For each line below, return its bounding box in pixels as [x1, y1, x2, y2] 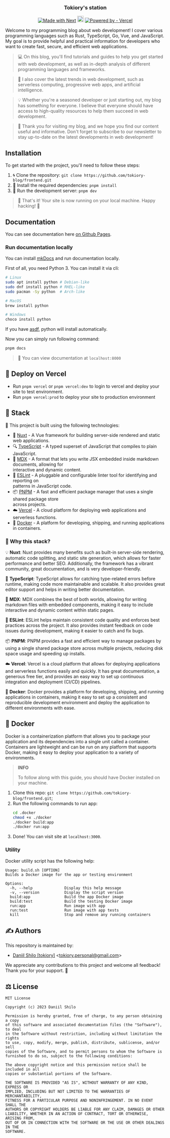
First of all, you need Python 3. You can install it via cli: [5, 265, 119, 271]
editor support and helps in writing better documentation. [5, 586, 125, 593]
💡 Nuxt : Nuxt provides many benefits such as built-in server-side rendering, [5, 549, 164, 555]
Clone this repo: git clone [12, 789, 68, 796]
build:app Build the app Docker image [10, 894, 124, 899]
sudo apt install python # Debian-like [5, 280, 90, 285]
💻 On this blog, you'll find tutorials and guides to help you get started [17, 54, 163, 60]
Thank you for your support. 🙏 [5, 967, 69, 974]
